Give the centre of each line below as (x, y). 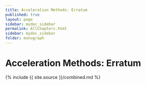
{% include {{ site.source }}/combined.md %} (53, 77)
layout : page (19, 19)
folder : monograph (25, 38)
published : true (22, 15)
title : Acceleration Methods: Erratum (46, 10)
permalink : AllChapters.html (36, 29)
